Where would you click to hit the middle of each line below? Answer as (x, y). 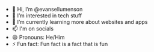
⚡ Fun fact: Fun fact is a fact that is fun (60, 44)
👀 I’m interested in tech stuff (47, 16)
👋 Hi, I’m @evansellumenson (47, 9)
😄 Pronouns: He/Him (38, 37)
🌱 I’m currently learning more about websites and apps (80, 22)
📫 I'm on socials (33, 29)
